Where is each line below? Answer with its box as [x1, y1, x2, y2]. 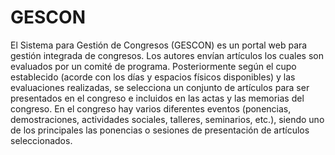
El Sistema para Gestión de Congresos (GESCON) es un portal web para [10, 39, 308, 51]
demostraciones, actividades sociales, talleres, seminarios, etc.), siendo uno [10, 113, 325, 125]
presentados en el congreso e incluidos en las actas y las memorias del [10, 92, 305, 104]
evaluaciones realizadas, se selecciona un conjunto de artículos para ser [10, 81, 310, 93]
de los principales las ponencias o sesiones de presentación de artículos [10, 124, 310, 136]
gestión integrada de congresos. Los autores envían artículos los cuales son [10, 49, 324, 61]
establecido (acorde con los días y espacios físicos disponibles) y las [10, 71, 296, 83]
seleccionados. [10, 134, 73, 146]
